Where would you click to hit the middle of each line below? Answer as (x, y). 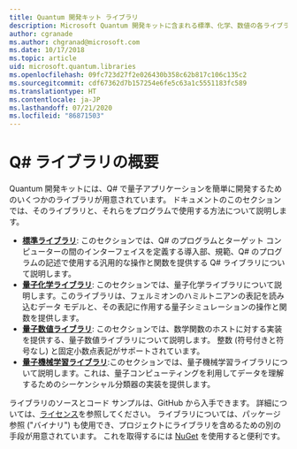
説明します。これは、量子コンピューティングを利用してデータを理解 (161, 373)
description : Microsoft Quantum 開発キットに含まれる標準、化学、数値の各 (136, 26)
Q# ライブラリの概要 (84, 162)
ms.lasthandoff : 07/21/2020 (61, 108)
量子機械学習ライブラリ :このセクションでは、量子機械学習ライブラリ (147, 362)
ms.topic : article (43, 58)
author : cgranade (41, 34)
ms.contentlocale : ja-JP (55, 99)
